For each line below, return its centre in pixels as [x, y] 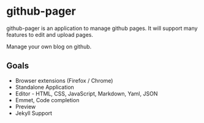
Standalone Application [45, 87]
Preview [25, 106]
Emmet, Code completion [47, 100]
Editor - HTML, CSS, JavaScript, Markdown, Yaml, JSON [86, 94]
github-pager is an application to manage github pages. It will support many [102, 28]
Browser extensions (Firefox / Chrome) [64, 80]
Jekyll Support [34, 113]
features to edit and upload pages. [50, 34]
